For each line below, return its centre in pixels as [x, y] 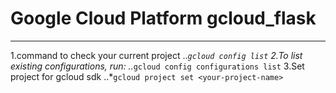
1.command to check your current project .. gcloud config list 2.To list [156, 55]
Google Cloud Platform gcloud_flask [163, 18]
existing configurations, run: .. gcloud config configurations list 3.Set [157, 66]
